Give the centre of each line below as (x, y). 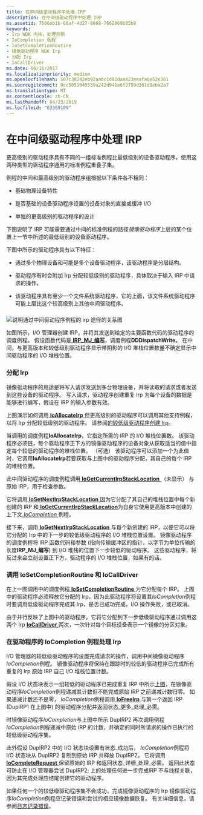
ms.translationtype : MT (36, 91)
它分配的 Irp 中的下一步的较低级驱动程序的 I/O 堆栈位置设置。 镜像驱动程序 (99, 534)
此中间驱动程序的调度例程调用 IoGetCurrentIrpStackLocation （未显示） (97, 479)
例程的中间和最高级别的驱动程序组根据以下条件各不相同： (78, 178)
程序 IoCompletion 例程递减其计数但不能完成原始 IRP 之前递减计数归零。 (100, 692)
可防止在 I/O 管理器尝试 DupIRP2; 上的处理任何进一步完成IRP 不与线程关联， (101, 771)
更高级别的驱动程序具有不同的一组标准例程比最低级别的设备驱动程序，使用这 (101, 158)
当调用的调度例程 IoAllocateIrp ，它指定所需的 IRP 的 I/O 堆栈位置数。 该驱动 (100, 435)
